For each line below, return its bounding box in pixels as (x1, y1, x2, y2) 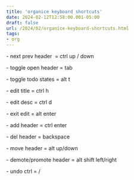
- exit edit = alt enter (6, 110, 57, 117)
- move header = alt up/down (6, 145, 79, 151)
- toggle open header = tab (6, 64, 73, 71)
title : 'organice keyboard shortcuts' (6, 8, 102, 15)
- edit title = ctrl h (6, 87, 49, 94)
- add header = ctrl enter (6, 122, 67, 128)
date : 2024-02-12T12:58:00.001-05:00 (6, 14, 100, 20)
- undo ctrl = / (6, 168, 40, 175)
